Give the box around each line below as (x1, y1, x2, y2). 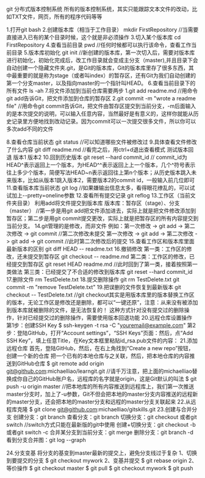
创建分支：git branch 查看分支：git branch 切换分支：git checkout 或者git (13, 413, 197, 421)
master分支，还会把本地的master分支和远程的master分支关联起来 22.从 (11, 398, 191, 405)
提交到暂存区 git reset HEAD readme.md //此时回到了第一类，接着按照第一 (11, 260, 198, 268)
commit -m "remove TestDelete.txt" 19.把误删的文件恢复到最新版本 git (6, 284, 181, 290)
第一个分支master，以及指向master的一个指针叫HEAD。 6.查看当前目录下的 (6, 79, 196, 87)
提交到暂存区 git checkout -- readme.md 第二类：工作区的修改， (27, 253, 190, 260)
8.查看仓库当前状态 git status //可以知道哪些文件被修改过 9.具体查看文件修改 (6, 138, 197, 145)
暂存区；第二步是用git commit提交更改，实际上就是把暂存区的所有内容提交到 (6, 215, 199, 222)
